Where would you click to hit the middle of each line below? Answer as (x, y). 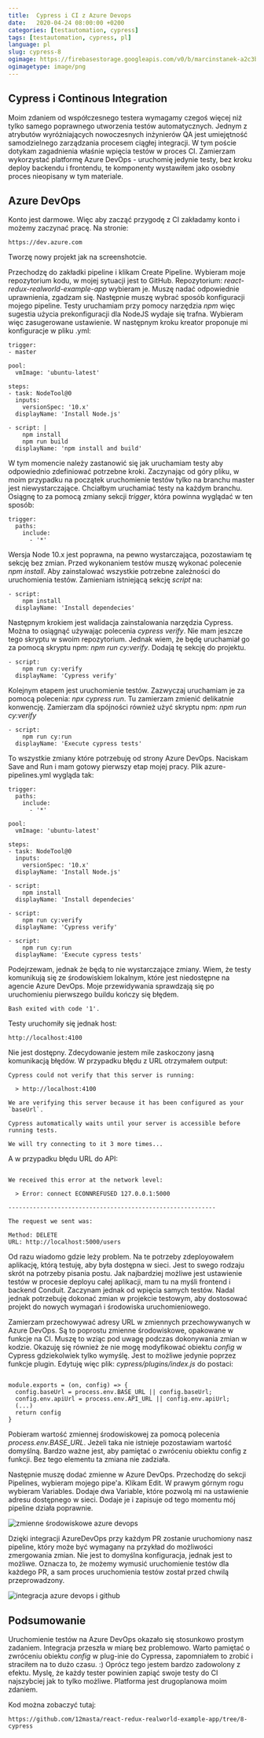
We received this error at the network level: (86, 1180)
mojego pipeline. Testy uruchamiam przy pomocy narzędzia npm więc (122, 306)
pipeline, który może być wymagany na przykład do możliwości (111, 1547)
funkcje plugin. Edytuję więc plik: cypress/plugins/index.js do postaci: (121, 1364)
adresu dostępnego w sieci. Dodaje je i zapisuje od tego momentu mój (122, 1499)
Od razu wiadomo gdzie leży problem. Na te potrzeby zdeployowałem (121, 1257)
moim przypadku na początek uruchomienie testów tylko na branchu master (132, 480)
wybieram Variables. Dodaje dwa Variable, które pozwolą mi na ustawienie (128, 1492)
